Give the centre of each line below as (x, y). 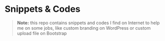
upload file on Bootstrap (42, 33)
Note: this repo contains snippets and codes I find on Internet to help (88, 23)
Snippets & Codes (43, 9)
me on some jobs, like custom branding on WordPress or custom (84, 28)
